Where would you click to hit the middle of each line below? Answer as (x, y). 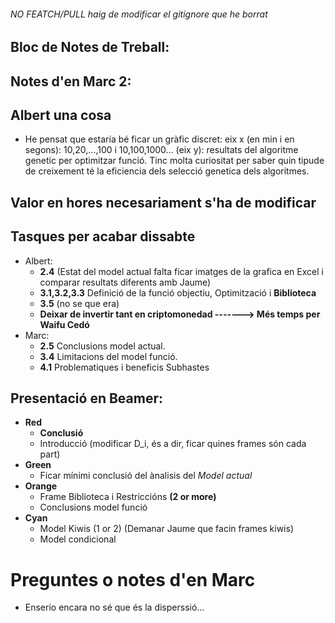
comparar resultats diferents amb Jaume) (125, 282)
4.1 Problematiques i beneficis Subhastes (124, 367)
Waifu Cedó (64, 324)
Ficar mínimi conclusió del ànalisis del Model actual (146, 476)
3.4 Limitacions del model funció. (108, 356)
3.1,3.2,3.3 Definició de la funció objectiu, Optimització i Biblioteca (178, 292)
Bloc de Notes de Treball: (90, 47)
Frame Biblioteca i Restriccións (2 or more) (128, 497)
